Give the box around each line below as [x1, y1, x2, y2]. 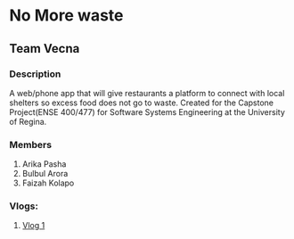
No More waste [9, 5, 124, 26]
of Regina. [9, 116, 47, 127]
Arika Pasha [21, 159, 67, 169]
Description [9, 68, 61, 80]
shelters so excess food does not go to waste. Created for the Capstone [9, 97, 274, 108]
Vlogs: [9, 200, 38, 212]
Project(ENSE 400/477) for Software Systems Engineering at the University [9, 106, 285, 117]
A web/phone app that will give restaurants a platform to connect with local [9, 87, 285, 98]
